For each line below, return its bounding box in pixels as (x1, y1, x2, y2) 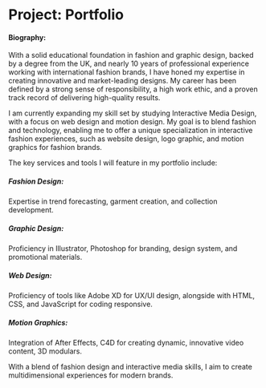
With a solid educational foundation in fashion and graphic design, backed (8, 51, 255, 60)
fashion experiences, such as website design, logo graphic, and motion (8, 134, 244, 143)
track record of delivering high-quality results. (8, 93, 161, 103)
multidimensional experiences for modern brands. (8, 370, 174, 380)
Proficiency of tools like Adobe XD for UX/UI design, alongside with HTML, (8, 291, 256, 301)
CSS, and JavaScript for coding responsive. (8, 299, 153, 309)
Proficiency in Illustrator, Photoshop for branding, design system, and (8, 244, 238, 253)
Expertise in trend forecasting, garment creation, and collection (8, 196, 219, 206)
